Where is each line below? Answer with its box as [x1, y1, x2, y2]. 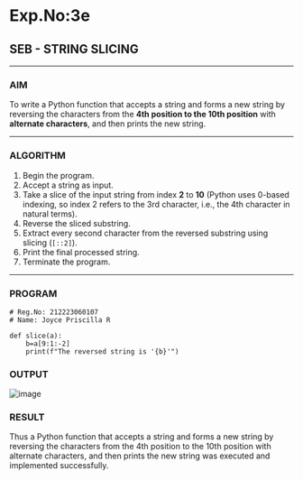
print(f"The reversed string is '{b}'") [25, 346, 179, 356]
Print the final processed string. [22, 246, 140, 257]
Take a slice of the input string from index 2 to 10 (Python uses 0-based [22, 189, 290, 199]
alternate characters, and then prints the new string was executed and [9, 450, 271, 461]
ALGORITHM [9, 150, 66, 162]
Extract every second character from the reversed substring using [22, 227, 269, 238]
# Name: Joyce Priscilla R [9, 315, 111, 325]
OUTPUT [9, 367, 49, 380]
